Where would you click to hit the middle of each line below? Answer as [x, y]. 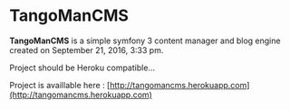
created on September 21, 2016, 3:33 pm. [87, 50]
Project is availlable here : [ [60, 85]
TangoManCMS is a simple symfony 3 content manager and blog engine [145, 41]
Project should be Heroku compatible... [82, 68]
